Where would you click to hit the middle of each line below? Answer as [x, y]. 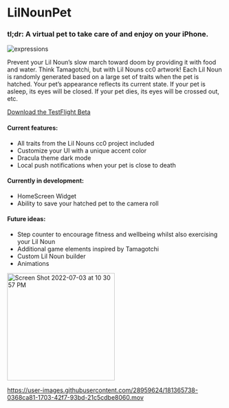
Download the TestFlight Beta [49, 112]
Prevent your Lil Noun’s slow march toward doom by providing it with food [112, 63]
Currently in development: [46, 181]
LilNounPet [40, 13]
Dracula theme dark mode [54, 158]
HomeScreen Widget [47, 196]
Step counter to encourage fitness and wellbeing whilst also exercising [117, 234]
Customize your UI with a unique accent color [81, 150]
